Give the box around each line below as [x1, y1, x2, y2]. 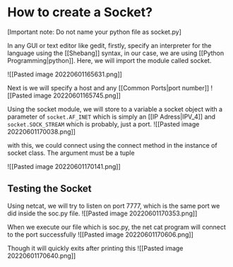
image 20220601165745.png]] [33, 91, 121, 100]
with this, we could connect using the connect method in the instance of [7, 141, 217, 149]
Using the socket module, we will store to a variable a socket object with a [7, 105, 223, 113]
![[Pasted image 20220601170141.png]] [7, 162, 121, 170]
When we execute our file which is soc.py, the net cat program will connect [7, 222, 226, 231]
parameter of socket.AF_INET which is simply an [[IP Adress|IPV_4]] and [7, 112, 216, 121]
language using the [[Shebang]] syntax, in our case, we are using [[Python [7, 49, 225, 57]
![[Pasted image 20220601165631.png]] [7, 70, 122, 78]
